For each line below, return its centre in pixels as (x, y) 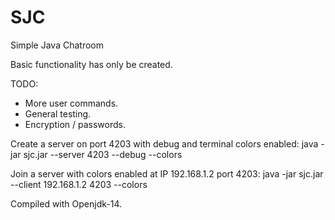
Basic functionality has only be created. (91, 64)
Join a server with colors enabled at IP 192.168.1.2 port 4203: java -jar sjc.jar (167, 173)
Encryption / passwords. (75, 124)
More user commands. (71, 103)
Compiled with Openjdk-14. (66, 203)
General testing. (58, 113)
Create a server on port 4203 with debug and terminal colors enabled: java (164, 143)
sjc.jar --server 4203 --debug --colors (103, 154)
